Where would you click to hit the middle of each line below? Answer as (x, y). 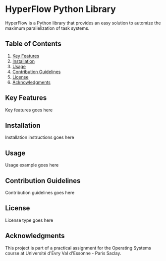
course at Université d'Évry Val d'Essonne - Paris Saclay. (63, 253)
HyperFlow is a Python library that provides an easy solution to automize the (83, 23)
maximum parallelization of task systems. (47, 28)
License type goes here (29, 220)
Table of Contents (33, 44)
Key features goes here (29, 110)
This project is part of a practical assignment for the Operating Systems (78, 248)
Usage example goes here (32, 165)
